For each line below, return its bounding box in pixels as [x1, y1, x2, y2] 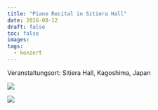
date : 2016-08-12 [7, 17, 58, 24]
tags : [7, 43, 23, 50]
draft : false [7, 23, 46, 30]
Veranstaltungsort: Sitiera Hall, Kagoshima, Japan [7, 68, 151, 77]
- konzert [13, 50, 42, 57]
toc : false [7, 29, 39, 37]
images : [7, 36, 30, 43]
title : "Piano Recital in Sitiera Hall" [7, 10, 128, 18]
